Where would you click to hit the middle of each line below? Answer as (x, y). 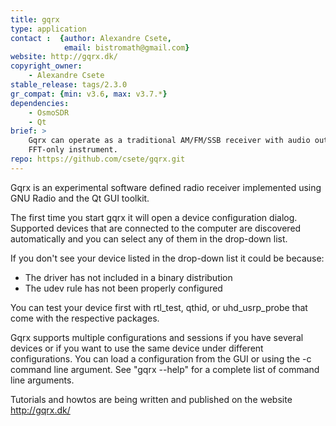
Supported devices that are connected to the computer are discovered (156, 228)
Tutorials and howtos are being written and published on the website (151, 399)
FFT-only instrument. (73, 150)
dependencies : (40, 103)
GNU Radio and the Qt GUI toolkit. (80, 198)
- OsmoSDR (49, 112)
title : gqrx (35, 19)
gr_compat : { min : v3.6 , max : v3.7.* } (89, 94)
